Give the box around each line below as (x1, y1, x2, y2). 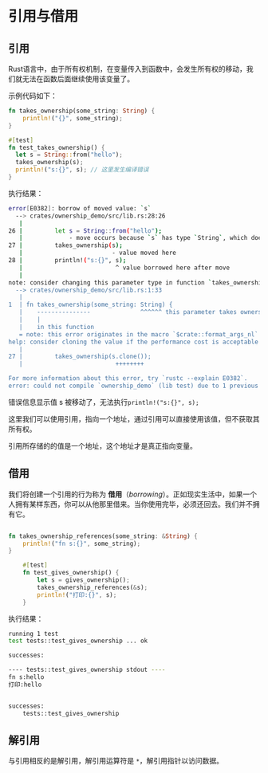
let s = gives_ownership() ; (37, 576, 130, 584)
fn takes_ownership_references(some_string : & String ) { (8, 532, 198, 540)
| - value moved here (18, 249, 177, 257)
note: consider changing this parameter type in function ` (8, 278, 213, 287)
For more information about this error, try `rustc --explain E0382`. (8, 375, 248, 383)
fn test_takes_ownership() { (8, 143, 105, 151)
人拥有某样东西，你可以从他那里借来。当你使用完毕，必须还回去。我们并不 (8, 499, 253, 508)
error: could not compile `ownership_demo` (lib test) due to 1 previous (8, 382, 259, 390)
